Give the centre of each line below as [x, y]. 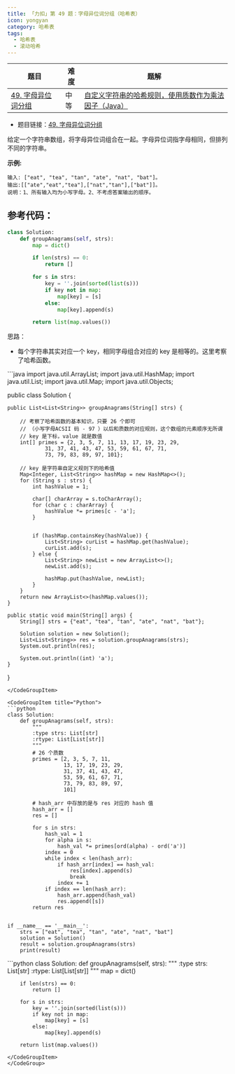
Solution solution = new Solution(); [75, 634]
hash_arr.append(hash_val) [97, 895]
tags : [15, 33]
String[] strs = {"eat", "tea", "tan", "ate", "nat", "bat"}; [112, 622]
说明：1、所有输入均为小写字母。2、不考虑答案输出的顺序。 [81, 193]
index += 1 [73, 883]
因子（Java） [106, 106]
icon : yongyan [28, 20]
